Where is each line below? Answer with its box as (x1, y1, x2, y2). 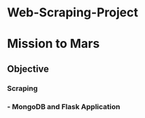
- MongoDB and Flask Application (7, 102, 120, 111)
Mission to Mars (7, 36, 100, 52)
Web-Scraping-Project (7, 5, 138, 20)
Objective (7, 63, 50, 74)
